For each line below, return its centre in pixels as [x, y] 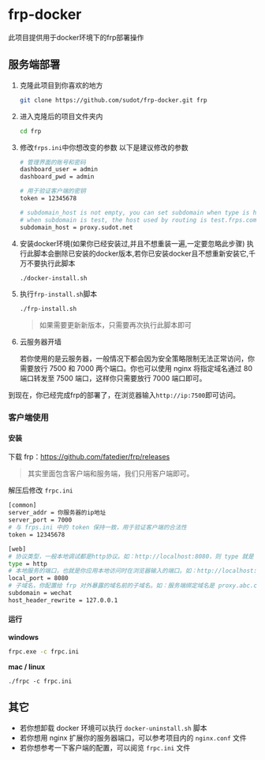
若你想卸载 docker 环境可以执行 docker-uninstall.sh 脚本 [113, 728]
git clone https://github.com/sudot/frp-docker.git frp [113, 100]
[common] [22, 505]
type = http [28, 563]
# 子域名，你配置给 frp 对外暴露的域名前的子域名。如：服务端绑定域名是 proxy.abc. [131, 586]
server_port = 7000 [40, 520]
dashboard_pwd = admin [57, 177]
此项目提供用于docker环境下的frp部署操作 [76, 37]
